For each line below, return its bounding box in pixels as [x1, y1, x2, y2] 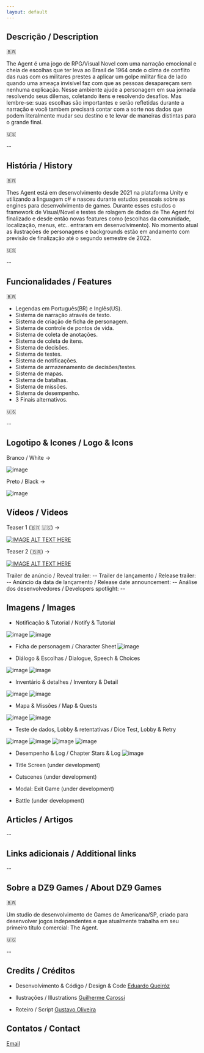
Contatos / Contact [6, 1024, 81, 1034]
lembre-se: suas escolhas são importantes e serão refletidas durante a [6, 99, 184, 107]
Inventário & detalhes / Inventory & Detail [15, 678, 118, 686]
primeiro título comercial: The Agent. [6, 924, 99, 931]
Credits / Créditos [6, 965, 75, 976]
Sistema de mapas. [15, 370, 64, 377]
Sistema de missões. [15, 383, 68, 391]
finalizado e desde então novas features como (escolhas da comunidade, [6, 215, 191, 222]
